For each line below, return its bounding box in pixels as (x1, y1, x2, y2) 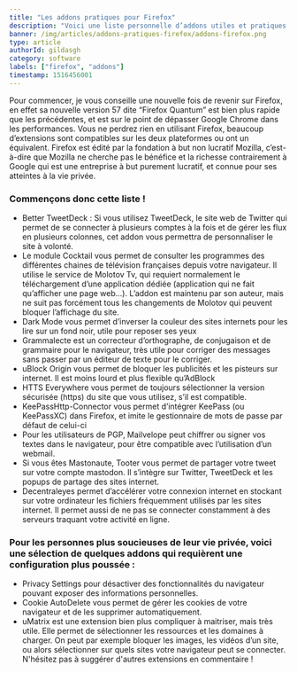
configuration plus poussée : (9, 558, 135, 570)
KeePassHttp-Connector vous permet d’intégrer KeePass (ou (21, 401, 245, 412)
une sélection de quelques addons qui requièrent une (9, 547, 243, 560)
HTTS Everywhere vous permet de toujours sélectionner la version (21, 382, 265, 393)
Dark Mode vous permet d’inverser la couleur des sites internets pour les (21, 317, 288, 327)
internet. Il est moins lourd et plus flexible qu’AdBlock (21, 373, 216, 384)
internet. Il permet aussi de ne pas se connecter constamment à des (21, 505, 271, 515)
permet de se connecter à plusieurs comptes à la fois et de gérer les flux (21, 223, 287, 233)
